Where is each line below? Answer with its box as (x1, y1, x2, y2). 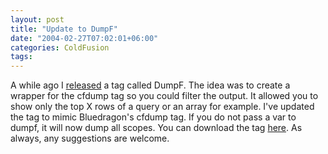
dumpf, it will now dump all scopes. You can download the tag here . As (10, 122, 303, 134)
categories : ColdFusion (10, 42, 110, 53)
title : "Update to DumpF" (10, 24, 118, 34)
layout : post (10, 14, 65, 25)
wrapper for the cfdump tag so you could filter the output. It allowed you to (10, 90, 319, 102)
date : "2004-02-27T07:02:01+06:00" (10, 33, 159, 43)
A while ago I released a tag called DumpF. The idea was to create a (10, 79, 291, 91)
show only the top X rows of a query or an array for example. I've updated (10, 101, 315, 113)
